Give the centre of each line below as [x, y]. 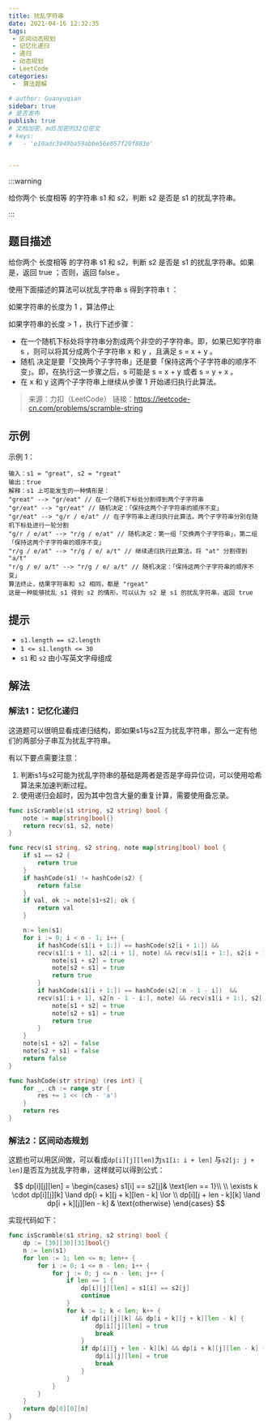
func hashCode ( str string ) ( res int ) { [76, 1081]
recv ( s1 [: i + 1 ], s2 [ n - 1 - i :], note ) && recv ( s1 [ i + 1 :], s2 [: [152, 998]
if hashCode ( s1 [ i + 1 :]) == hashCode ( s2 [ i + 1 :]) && [128, 946]
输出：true [25, 482]
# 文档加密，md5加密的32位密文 [54, 129]
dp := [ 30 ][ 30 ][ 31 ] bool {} [67, 1243]
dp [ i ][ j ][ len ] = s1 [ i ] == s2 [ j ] [135, 1289]
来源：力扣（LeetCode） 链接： [81, 399]
